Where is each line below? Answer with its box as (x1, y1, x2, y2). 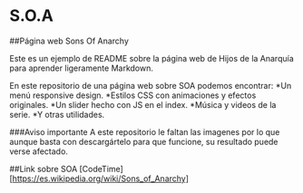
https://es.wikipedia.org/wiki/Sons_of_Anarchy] (12, 173, 189, 184)
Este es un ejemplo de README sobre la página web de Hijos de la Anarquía (9, 53, 295, 63)
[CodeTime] (79, 163, 124, 174)
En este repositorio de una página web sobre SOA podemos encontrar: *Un (9, 80, 292, 91)
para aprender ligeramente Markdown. (9, 63, 154, 73)
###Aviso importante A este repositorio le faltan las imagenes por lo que (9, 126, 280, 137)
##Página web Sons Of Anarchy (9, 35, 130, 46)
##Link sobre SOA (9, 163, 78, 174)
